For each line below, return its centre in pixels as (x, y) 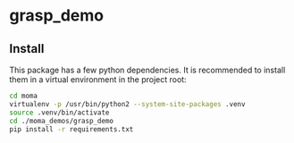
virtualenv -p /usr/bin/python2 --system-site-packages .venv (127, 104)
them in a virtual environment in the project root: (98, 80)
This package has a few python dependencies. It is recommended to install (147, 70)
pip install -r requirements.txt (71, 129)
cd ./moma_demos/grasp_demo (62, 121)
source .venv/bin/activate (59, 113)
